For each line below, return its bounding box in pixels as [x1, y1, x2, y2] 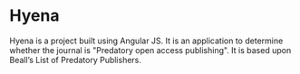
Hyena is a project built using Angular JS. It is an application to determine [9, 35, 284, 46]
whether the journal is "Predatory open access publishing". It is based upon [9, 44, 292, 55]
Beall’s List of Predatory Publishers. [9, 54, 142, 65]
